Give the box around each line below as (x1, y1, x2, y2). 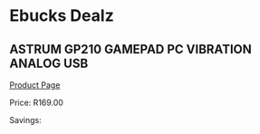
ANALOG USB (9, 55, 89, 71)
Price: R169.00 (9, 97, 63, 108)
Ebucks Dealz (9, 5, 115, 26)
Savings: (9, 115, 43, 125)
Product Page (9, 80, 61, 91)
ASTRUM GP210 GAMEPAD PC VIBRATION (9, 42, 252, 57)
